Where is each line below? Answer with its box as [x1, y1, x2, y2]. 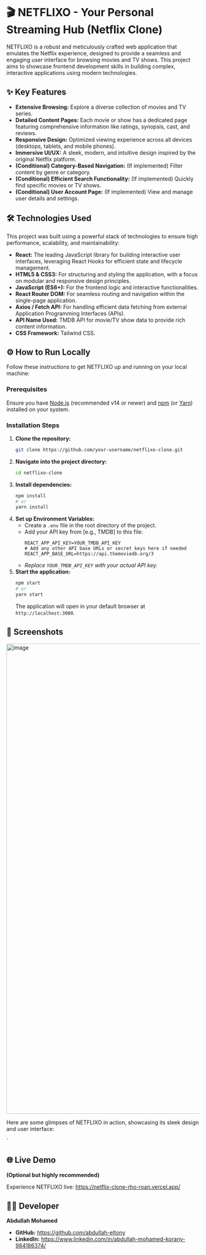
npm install [15, 492, 46, 499]
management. [15, 264, 51, 271]
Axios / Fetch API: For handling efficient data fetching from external [15, 303, 187, 311]
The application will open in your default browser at [15, 602, 145, 610]
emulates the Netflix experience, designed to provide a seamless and [6, 49, 181, 56]
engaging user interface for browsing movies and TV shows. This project [6, 56, 191, 63]
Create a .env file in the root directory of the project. [24, 522, 156, 529]
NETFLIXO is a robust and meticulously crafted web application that [6, 43, 177, 50]
